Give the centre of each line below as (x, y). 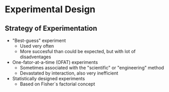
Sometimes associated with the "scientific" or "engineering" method (92, 68)
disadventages (36, 57)
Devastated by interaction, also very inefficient (69, 73)
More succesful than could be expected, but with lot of (78, 51)
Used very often (37, 46)
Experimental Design (50, 9)
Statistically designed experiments (48, 78)
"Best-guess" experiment (39, 40)
